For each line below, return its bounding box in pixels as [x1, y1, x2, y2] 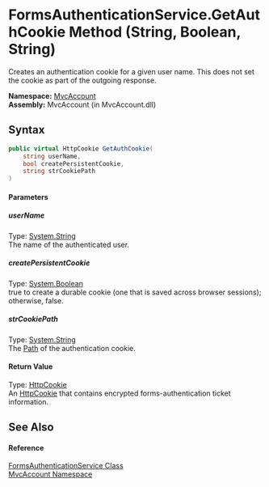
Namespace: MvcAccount [8, 91, 97, 100]
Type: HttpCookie [8, 379, 67, 389]
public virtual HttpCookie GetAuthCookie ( [8, 144, 153, 153]
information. [8, 396, 49, 406]
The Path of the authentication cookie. [8, 343, 136, 353]
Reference [8, 443, 44, 452]
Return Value [8, 362, 53, 371]
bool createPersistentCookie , [23, 159, 125, 167]
